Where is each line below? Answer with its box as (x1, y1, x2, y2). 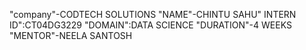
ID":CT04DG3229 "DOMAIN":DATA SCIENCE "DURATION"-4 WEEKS (9, 19, 292, 31)
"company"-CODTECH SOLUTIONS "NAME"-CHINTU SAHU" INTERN (9, 9, 297, 20)
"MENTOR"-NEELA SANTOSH (9, 30, 133, 41)
